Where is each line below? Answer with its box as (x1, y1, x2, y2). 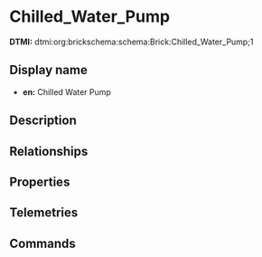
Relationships (9, 143, 89, 159)
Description (9, 113, 77, 128)
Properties (9, 174, 70, 189)
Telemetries (9, 205, 79, 221)
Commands (9, 235, 77, 251)
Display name (9, 62, 88, 78)
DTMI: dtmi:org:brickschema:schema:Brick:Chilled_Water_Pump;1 (9, 36, 254, 47)
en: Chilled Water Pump (22, 86, 111, 97)
